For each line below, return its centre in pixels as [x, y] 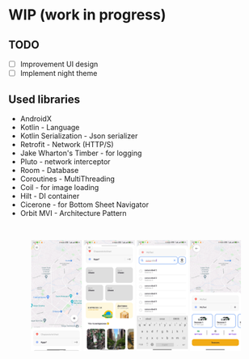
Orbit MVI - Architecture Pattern [73, 213]
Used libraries [44, 99]
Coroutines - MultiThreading [68, 179]
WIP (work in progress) [87, 15]
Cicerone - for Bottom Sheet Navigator [84, 205]
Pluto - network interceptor [65, 161]
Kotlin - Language [50, 127]
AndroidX [36, 118]
